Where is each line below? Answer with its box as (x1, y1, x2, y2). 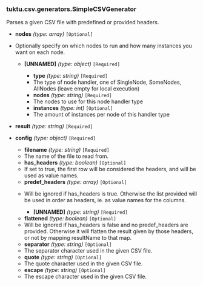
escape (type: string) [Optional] (24, 267, 106, 274)
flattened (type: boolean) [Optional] (24, 215, 117, 222)
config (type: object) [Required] (15, 134, 96, 141)
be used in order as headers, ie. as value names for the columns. (24, 197, 186, 204)
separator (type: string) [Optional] (24, 240, 112, 248)
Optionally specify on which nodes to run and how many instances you (15, 42, 192, 50)
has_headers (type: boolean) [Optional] (24, 159, 127, 166)
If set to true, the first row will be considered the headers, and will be (24, 166, 196, 173)
